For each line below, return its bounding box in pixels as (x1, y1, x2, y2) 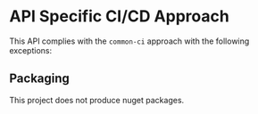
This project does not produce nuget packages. (9, 94, 185, 105)
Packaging (9, 71, 70, 86)
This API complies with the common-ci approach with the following (9, 36, 250, 46)
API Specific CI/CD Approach (9, 6, 229, 27)
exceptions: (9, 45, 52, 55)
